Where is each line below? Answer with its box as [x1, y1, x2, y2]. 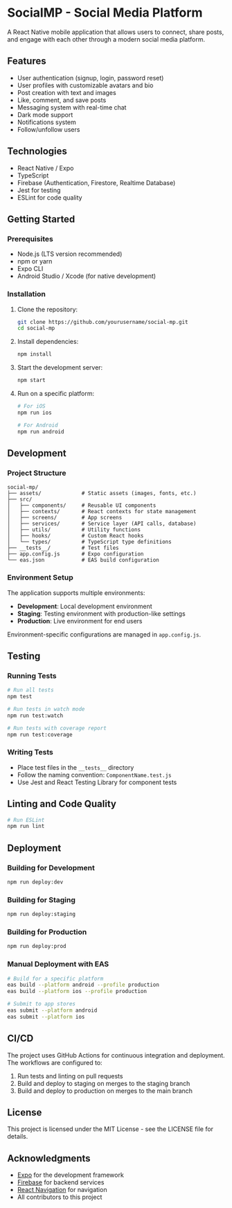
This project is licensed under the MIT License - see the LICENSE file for [7, 1125, 213, 1133]
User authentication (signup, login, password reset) [17, 74, 164, 82]
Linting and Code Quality [7, 798, 116, 810]
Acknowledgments [7, 1153, 91, 1164]
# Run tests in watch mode [7, 705, 85, 712]
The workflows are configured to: [7, 1058, 102, 1067]
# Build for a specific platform [7, 975, 104, 982]
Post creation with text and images [17, 88, 116, 96]
